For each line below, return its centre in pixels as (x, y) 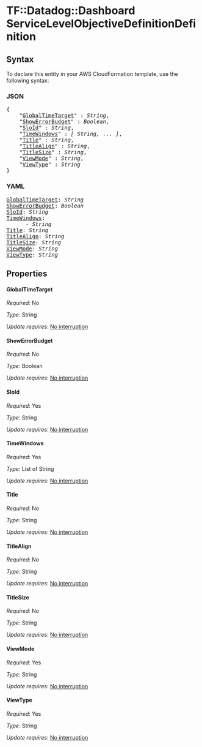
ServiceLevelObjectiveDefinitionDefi (101, 24)
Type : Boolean (24, 366)
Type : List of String (30, 468)
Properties (27, 273)
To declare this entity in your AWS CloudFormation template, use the (92, 74)
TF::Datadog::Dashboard (71, 11)
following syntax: (28, 81)
